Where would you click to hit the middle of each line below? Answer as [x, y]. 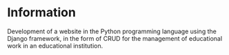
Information [41, 13]
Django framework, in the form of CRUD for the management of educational [115, 38]
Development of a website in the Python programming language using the [112, 31]
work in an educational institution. [55, 45]
